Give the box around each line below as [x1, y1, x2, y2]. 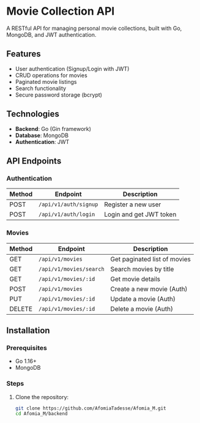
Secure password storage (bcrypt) [15, 91, 103, 99]
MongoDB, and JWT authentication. [6, 31, 97, 38]
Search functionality [15, 84, 66, 92]
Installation [6, 325, 50, 335]
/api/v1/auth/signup [39, 201, 98, 208]
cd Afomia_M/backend [15, 411, 68, 417]
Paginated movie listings [15, 78, 77, 85]
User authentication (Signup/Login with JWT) [15, 65, 130, 72]
